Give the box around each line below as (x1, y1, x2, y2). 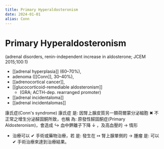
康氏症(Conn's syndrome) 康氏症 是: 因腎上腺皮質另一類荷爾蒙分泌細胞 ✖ (5, 110, 154, 116)
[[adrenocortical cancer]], (12, 79, 65, 85)
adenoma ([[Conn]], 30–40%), (12, 74, 74, 80)
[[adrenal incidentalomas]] (12, 100, 66, 106)
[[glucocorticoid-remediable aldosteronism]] (12, 84, 102, 90)
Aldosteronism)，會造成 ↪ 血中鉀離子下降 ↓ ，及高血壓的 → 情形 (5, 122, 138, 128)
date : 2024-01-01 (5, 12, 41, 17)
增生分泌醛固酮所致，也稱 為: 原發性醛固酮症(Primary (18, 116, 126, 122)
